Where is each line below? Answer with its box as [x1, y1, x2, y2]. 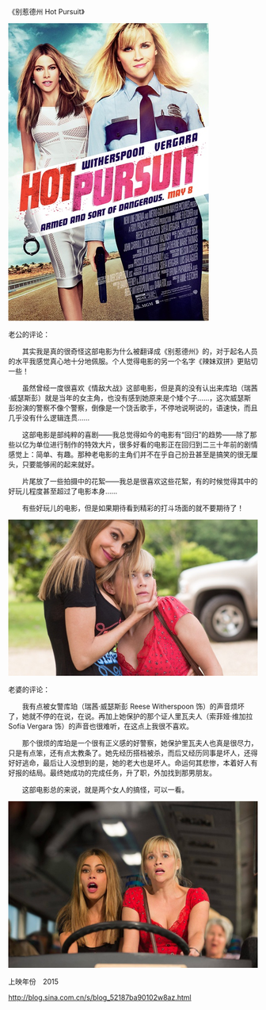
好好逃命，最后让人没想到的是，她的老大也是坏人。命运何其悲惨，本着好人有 [8, 758, 258, 767]
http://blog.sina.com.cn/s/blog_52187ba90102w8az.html [8, 993, 192, 1002]
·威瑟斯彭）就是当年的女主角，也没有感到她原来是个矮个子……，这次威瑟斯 [8, 394, 252, 402]
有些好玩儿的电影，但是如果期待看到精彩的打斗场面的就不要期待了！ [21, 503, 244, 513]
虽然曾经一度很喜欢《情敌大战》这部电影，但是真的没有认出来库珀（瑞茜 [21, 383, 258, 393]
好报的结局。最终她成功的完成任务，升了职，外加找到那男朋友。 [8, 768, 216, 778]
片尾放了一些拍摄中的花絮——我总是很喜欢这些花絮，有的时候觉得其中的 [21, 477, 258, 486]
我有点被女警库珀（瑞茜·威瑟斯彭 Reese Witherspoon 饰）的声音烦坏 [21, 701, 245, 711]
